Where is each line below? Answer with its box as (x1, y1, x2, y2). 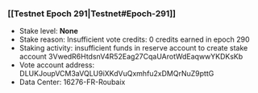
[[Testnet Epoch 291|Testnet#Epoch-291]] (7, 8, 177, 19)
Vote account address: (19, 60, 95, 70)
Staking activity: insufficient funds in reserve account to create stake (19, 43, 248, 53)
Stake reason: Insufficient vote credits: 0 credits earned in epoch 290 (19, 34, 251, 44)
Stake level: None (19, 26, 78, 36)
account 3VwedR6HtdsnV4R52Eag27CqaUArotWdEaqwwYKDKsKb (19, 52, 243, 62)
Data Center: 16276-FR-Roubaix (19, 77, 126, 87)
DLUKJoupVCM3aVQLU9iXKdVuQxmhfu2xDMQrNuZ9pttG (19, 69, 214, 79)
